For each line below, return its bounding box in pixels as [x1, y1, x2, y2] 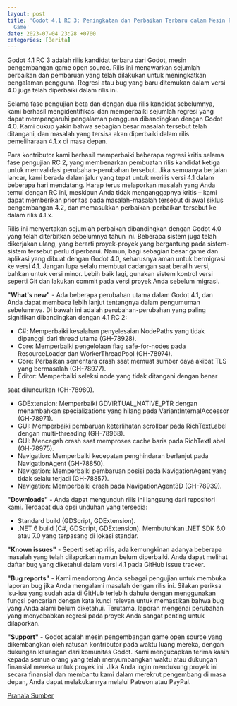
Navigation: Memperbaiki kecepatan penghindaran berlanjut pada [17, 452, 209, 460]
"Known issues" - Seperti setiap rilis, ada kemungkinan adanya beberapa [7, 545, 222, 554]
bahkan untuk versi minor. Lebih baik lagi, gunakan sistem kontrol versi [7, 270, 214, 278]
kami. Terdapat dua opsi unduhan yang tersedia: [7, 503, 148, 512]
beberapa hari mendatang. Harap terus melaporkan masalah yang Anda [7, 181, 216, 189]
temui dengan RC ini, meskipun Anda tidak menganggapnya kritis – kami [7, 189, 217, 197]
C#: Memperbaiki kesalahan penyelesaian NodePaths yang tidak [17, 327, 205, 335]
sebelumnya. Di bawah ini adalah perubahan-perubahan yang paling [7, 306, 206, 314]
